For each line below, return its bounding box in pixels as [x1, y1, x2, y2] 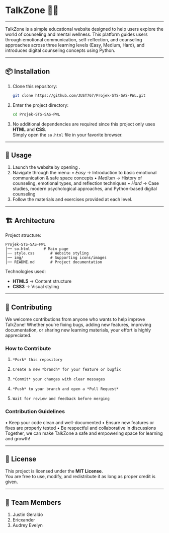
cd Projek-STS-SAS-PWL [12, 112, 60, 117]
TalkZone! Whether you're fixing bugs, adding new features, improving [5, 321, 152, 327]
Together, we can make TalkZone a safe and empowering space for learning [5, 430, 163, 436]
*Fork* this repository [12, 357, 63, 362]
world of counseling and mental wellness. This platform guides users [5, 31, 148, 37]
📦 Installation [5, 68, 50, 76]
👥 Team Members [5, 498, 61, 507]
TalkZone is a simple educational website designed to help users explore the [5, 26, 163, 32]
